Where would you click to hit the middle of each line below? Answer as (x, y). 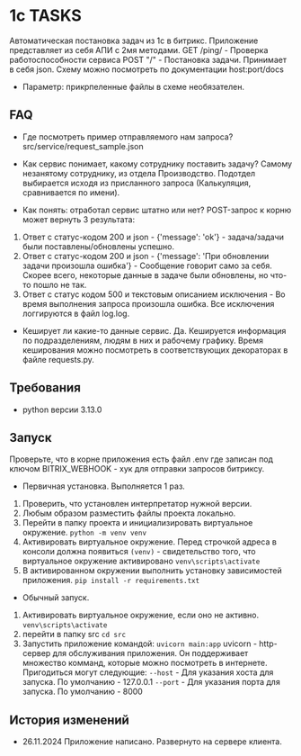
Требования (45, 388)
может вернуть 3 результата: (79, 219)
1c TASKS (46, 16)
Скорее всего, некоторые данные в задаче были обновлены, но (145, 274)
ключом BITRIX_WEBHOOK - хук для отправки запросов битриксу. (137, 469)
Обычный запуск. (56, 598)
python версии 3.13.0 (62, 409)
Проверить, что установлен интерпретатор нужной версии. (137, 504)
